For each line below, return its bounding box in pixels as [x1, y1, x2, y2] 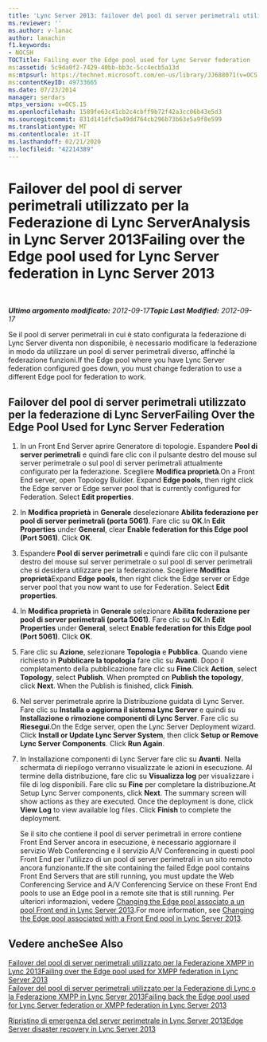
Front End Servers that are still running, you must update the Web [19, 871, 234, 881]
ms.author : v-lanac [8, 26, 73, 34]
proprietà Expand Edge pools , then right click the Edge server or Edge [19, 574, 250, 584]
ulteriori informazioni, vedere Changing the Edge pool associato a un [19, 897, 245, 906]
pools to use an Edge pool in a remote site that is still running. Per [19, 888, 234, 898]
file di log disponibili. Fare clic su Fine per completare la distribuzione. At [19, 780, 257, 789]
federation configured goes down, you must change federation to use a [8, 364, 242, 373]
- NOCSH [8, 49, 34, 57]
